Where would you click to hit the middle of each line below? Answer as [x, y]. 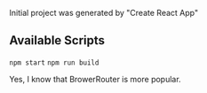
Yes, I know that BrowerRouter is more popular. [95, 79]
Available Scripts [57, 40]
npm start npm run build [54, 62]
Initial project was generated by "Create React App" [103, 13]
